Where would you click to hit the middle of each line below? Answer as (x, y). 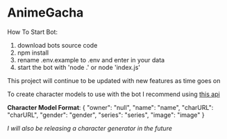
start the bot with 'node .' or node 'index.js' (79, 67)
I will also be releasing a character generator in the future (90, 128)
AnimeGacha (45, 13)
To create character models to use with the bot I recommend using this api (113, 94)
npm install (33, 53)
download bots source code (57, 45)
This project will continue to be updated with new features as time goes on (114, 80)
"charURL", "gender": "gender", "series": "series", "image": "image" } (106, 115)
